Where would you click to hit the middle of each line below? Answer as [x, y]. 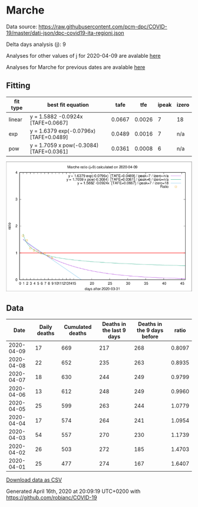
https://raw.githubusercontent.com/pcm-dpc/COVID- [103, 27]
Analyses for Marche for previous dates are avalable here [76, 67]
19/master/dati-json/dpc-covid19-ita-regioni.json [65, 32]
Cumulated [78, 327]
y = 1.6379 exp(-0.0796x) [63, 131]
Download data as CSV [34, 480]
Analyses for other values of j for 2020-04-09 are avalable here [83, 55]
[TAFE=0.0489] [49, 137]
